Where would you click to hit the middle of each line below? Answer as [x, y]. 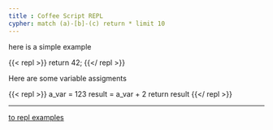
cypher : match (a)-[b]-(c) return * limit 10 [87, 24]
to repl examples [37, 117]
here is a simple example [50, 46]
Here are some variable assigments [68, 78]
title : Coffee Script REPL [56, 16]
